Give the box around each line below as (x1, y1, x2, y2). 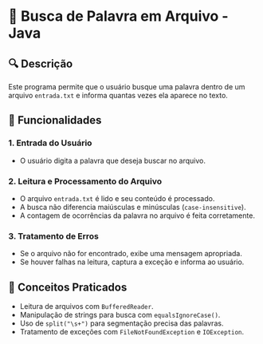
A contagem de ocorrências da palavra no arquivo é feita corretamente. (19, 211, 255, 220)
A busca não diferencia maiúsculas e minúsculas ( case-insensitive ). (19, 202, 246, 212)
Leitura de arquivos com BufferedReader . (19, 302, 154, 311)
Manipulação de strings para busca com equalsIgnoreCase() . (19, 310, 221, 320)
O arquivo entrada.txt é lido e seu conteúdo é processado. (19, 193, 215, 203)
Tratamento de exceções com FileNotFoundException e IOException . (19, 327, 245, 337)
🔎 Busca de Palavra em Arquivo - (8, 7, 229, 26)
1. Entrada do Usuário (8, 137, 92, 148)
